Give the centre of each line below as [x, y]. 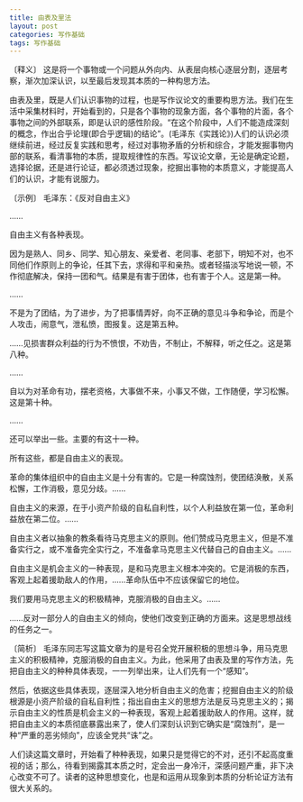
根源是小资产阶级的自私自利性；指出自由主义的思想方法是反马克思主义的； [147, 702]
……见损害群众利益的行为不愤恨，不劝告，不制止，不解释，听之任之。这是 [147, 343]
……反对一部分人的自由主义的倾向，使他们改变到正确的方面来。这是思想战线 [151, 618]
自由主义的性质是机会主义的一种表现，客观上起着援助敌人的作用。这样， [151, 713]
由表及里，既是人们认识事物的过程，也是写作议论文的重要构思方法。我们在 [147, 100]
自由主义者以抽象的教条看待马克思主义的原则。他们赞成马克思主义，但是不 [147, 538]
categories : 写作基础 [47, 34]
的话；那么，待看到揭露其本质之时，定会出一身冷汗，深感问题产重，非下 [151, 766]
